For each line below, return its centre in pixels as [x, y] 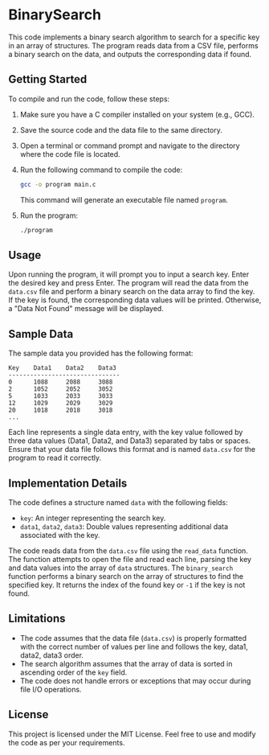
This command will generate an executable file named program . [124, 199]
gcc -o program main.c [58, 184]
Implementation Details [68, 483]
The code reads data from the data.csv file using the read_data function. [128, 550]
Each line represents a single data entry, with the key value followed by [126, 433]
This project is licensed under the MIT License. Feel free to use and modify [132, 734]
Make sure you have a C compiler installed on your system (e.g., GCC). [137, 114]
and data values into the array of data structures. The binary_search [121, 568]
